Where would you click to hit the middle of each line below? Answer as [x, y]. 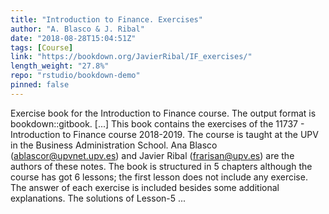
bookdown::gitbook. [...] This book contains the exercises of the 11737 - [157, 123]
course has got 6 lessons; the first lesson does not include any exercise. [159, 177]
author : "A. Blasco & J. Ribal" [77, 29]
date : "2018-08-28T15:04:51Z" [73, 38]
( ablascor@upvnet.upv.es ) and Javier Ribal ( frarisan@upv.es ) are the [152, 155]
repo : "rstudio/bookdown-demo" [75, 76]
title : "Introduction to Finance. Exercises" [106, 19]
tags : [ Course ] [42, 47]
